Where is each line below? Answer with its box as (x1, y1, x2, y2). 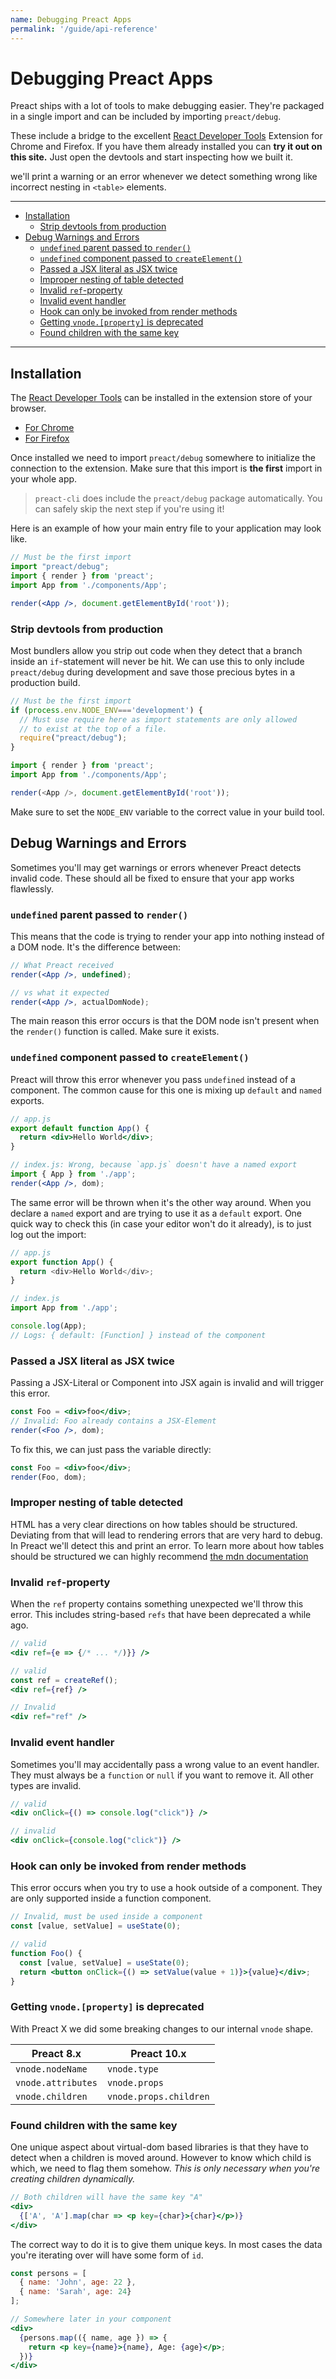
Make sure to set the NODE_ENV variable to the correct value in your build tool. (10, 806, 325, 818)
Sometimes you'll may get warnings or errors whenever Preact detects (10, 861, 302, 873)
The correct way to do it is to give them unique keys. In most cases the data (10, 2238, 323, 2250)
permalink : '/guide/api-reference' (10, 24, 159, 34)
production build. (10, 676, 81, 688)
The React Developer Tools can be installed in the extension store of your (10, 392, 313, 404)
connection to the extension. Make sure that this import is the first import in (10, 462, 323, 475)
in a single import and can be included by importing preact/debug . (10, 111, 282, 123)
